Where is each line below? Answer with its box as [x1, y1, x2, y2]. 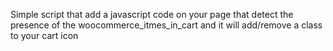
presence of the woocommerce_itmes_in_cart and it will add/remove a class [10, 19, 323, 31]
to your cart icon [10, 30, 79, 41]
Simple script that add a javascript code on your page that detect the [10, 9, 294, 20]
